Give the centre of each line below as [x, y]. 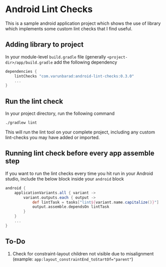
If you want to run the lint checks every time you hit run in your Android [79, 173]
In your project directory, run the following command [60, 114]
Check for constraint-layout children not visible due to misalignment [83, 253]
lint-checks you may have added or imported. [52, 138]
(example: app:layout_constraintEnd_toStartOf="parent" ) [73, 259]
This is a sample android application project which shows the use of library [83, 23]
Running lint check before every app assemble [80, 153]
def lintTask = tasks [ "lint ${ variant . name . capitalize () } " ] [95, 202]
